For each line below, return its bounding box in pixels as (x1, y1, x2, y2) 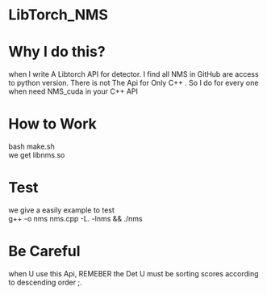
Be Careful (8, 242, 81, 260)
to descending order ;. (8, 277, 82, 287)
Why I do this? (8, 43, 106, 61)
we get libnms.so (8, 150, 65, 160)
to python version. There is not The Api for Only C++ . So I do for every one (8, 78, 259, 88)
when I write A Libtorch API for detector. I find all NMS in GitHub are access (8, 70, 260, 79)
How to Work (8, 115, 97, 133)
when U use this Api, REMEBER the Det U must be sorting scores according (8, 268, 260, 278)
